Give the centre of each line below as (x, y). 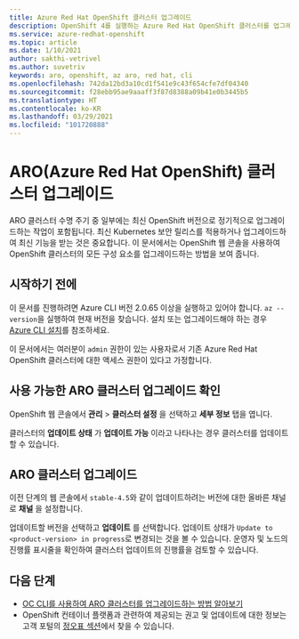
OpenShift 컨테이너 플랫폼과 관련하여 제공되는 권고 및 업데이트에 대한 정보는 (154, 615)
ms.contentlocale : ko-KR (55, 109)
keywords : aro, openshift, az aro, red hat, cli (101, 76)
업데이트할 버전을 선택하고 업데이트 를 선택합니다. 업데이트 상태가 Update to (141, 528)
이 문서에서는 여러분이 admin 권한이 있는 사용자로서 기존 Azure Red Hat (133, 349)
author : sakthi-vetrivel (55, 59)
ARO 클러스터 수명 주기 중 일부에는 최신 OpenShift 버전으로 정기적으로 (132, 220)
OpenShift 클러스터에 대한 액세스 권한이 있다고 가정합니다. (110, 360)
